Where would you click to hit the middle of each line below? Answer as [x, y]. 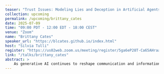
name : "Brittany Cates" [29, 37]
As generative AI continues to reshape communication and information [87, 64]
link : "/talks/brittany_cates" [37, 55]
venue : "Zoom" [20, 32]
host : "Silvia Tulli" [27, 46]
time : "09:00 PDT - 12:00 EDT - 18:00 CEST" [51, 28]
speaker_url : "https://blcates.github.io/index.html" [61, 41]
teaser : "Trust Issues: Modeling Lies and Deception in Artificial [75, 9]
